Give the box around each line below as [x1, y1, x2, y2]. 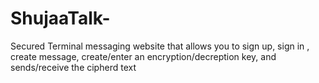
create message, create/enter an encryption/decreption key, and [10, 50, 277, 62]
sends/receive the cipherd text [10, 61, 137, 73]
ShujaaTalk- [10, 7, 111, 30]
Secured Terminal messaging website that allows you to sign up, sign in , [10, 40, 310, 52]
